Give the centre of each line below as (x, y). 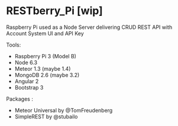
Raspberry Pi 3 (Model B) (46, 56)
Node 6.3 (26, 62)
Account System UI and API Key (45, 33)
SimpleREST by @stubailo (46, 117)
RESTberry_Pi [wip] (55, 11)
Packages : (20, 99)
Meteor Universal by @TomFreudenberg (64, 110)
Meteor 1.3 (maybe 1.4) (43, 68)
